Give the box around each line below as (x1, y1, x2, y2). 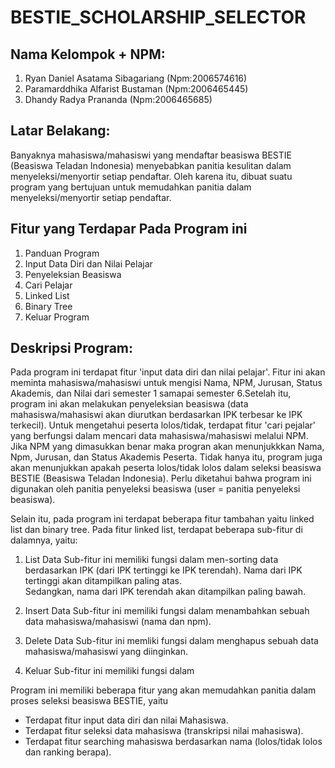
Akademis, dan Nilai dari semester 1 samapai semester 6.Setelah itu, (10, 387, 292, 400)
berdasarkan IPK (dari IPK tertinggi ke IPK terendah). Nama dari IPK (24, 564, 303, 576)
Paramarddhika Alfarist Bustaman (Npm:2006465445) (24, 83, 249, 95)
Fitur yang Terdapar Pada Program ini (10, 221, 248, 238)
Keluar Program (24, 311, 90, 323)
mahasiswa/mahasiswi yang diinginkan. (24, 646, 188, 658)
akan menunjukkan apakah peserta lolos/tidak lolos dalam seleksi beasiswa (10, 462, 322, 474)
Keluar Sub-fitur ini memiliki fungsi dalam (24, 665, 195, 677)
